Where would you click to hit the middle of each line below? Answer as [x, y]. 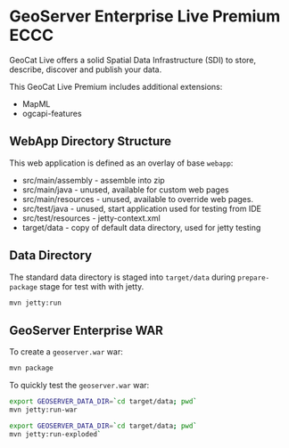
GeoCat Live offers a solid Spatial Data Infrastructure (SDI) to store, [133, 60]
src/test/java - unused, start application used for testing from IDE [141, 208]
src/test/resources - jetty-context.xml [91, 218]
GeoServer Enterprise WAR [86, 330]
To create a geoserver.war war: [66, 352]
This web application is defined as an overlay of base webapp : [121, 163]
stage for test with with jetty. [92, 286]
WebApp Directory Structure [91, 141]
